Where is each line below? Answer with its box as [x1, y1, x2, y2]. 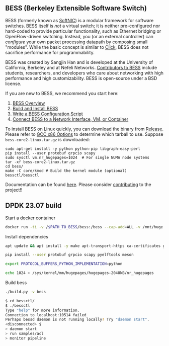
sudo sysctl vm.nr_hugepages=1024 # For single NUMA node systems [5, 155, 150, 160]
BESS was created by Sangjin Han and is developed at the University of [5, 59, 153, 65]
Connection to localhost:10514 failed [5, 312, 87, 317]
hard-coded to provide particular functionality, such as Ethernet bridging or [5, 28, 161, 34]
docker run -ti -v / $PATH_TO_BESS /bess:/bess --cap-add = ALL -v [5, 224, 141, 229]
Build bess [5, 280, 27, 286]
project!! [5, 187, 23, 193]
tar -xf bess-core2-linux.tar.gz [5, 159, 75, 164]
